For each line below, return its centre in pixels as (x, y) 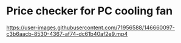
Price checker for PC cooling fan (90, 11)
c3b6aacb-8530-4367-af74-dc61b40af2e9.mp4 (67, 33)
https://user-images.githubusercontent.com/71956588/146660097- (90, 27)
